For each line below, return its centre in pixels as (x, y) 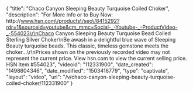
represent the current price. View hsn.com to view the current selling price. (96, 58)
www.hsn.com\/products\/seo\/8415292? (70, 21)
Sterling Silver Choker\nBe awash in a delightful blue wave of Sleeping (91, 40)
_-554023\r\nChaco (30, 33)
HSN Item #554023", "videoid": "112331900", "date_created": (80, 64)
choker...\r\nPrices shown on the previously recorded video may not (88, 52)
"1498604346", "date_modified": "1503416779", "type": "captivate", (88, 71)
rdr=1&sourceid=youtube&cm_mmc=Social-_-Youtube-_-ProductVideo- (92, 27)
